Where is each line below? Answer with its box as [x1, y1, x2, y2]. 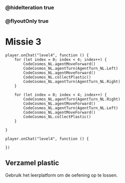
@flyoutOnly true [5, 17, 49, 24]
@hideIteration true [5, 4, 54, 11]
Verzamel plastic [5, 159, 59, 167]
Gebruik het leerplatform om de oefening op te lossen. [5, 172, 118, 178]
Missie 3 [5, 36, 42, 48]
